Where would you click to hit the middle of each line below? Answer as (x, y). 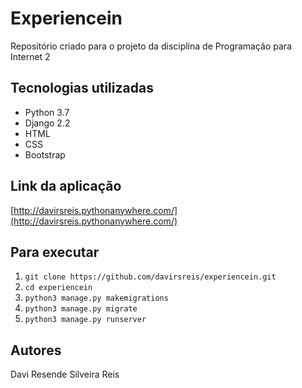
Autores (36, 350)
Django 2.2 (47, 123)
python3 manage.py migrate (81, 309)
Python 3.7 (47, 112)
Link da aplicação (66, 186)
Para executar (55, 252)
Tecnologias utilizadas (82, 88)
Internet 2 (30, 56)
